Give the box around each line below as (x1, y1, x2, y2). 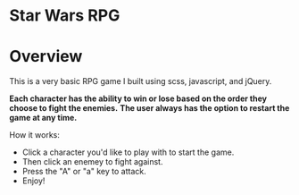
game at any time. (9, 113, 78, 123)
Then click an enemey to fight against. (21, 157, 163, 167)
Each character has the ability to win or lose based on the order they (9, 93, 268, 104)
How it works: (9, 130, 61, 140)
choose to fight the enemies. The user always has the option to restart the (9, 103, 290, 114)
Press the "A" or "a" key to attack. (21, 166, 146, 177)
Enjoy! (21, 175, 46, 186)
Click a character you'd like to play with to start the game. (21, 147, 235, 157)
